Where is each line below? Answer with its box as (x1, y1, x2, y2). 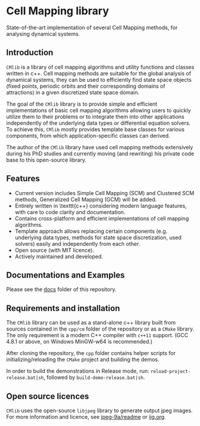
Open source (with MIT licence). (14, 246, 94, 254)
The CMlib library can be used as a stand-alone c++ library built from (6, 319, 176, 326)
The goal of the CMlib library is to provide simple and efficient (6, 100, 158, 107)
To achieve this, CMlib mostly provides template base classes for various (6, 125, 185, 132)
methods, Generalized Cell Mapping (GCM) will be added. (14, 196, 157, 203)
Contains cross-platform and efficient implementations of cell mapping (14, 215, 189, 222)
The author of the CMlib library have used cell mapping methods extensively (6, 143, 193, 150)
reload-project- (150, 369, 191, 375)
